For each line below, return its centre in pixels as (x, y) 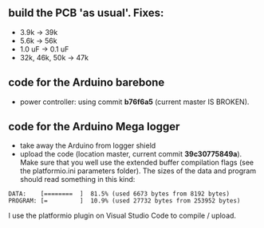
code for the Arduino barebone (87, 83)
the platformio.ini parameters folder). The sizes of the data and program (138, 171)
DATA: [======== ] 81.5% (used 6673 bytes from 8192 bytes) (119, 194)
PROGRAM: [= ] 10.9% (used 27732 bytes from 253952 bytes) (124, 201)
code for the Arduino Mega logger (94, 127)
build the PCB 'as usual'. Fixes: (86, 13)
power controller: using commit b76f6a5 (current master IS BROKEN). (134, 102)
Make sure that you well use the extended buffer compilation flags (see (136, 163)
